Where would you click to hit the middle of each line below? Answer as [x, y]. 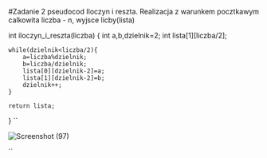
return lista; [32, 106]
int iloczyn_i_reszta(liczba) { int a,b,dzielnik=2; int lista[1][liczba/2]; [118, 36]
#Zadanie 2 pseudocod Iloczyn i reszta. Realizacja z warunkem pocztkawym [134, 12]
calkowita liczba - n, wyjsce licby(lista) [72, 20]
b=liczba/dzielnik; [55, 64]
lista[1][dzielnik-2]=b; [64, 78]
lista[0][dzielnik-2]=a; [64, 71]
